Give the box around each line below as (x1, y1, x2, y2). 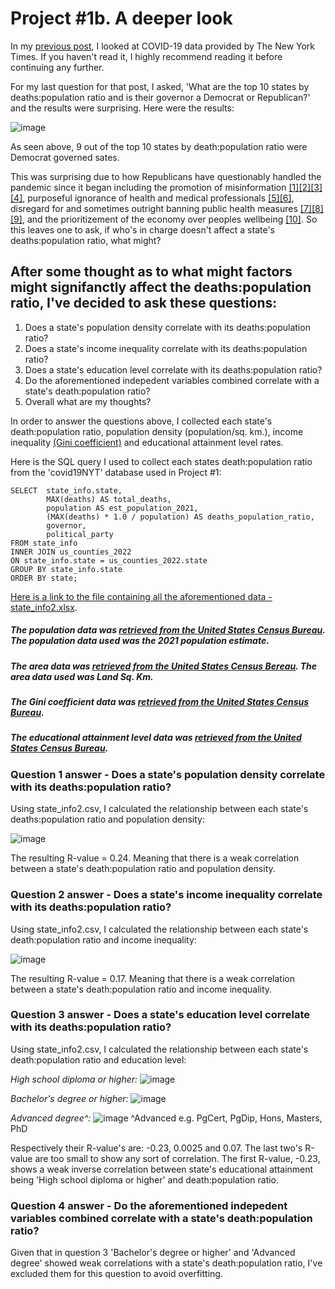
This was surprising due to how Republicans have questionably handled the (10, 170, 322, 182)
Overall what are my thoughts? (24, 395, 152, 407)
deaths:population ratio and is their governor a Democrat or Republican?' (10, 91, 311, 103)
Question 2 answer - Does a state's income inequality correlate (10, 888, 323, 902)
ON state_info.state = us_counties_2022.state (10, 555, 208, 566)
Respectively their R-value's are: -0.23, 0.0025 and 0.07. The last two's (10, 1142, 303, 1154)
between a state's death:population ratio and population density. (10, 863, 276, 875)
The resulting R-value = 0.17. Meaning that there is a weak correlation (10, 972, 295, 984)
